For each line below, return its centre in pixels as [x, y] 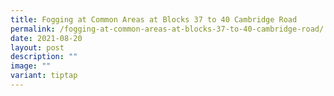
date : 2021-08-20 [46, 38]
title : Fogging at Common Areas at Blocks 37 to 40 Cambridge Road [154, 19]
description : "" [44, 57]
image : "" [31, 66]
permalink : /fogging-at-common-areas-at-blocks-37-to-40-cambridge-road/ [167, 29]
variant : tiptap [44, 76]
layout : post [37, 47]
